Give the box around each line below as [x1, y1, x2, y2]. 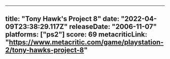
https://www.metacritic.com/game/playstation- [9, 38, 164, 46]
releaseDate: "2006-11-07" [69, 22, 157, 31]
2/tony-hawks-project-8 [5, 46, 84, 54]
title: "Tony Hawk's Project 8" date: [5, 14, 120, 23]
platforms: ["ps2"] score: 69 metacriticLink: [5, 30, 148, 39]
